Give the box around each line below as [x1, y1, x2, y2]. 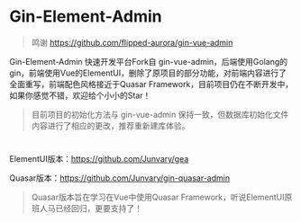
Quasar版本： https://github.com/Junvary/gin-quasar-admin [9, 173, 231, 183]
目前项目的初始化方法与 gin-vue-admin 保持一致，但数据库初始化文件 [31, 109, 289, 120]
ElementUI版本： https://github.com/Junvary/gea [9, 154, 189, 164]
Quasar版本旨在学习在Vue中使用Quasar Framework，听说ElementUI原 [31, 191, 293, 203]
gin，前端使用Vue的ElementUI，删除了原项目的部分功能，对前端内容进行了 [9, 67, 287, 78]
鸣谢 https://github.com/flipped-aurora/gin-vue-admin [31, 37, 233, 48]
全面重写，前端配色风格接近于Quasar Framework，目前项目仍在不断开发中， [9, 78, 294, 89]
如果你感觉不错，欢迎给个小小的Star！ [9, 90, 151, 101]
